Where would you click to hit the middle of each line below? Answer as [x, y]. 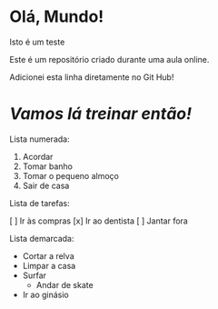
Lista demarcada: [42, 238]
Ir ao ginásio [46, 294]
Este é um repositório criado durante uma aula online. [109, 59]
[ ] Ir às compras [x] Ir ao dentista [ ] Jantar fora [99, 221]
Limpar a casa [49, 265]
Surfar [35, 275]
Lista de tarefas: [40, 203]
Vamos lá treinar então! [101, 114]
